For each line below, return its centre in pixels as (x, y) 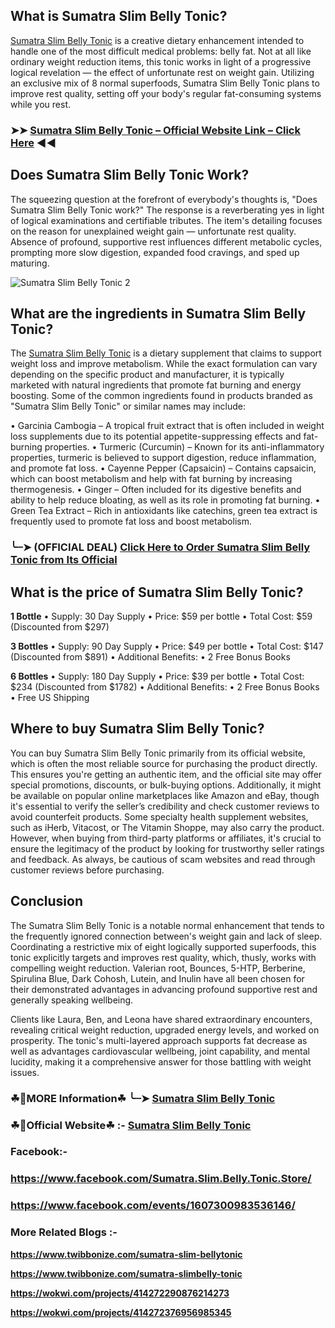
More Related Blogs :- (64, 1232)
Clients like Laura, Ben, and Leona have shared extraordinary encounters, (161, 1019)
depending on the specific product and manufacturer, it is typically (147, 375)
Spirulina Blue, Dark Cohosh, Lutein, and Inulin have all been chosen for (157, 978)
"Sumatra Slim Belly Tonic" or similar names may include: (128, 406)
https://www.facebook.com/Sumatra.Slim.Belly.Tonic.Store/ (161, 1179)
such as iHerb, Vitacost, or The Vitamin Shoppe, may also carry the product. (167, 827)
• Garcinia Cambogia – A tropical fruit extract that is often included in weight (167, 426)
